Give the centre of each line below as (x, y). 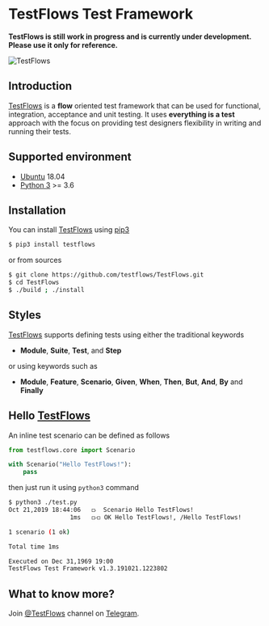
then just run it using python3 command (74, 488)
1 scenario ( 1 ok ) (39, 532)
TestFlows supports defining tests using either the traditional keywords (126, 334)
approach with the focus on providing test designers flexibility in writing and (135, 123)
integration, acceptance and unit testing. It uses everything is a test (122, 114)
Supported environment (70, 157)
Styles (25, 315)
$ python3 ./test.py (43, 502)
